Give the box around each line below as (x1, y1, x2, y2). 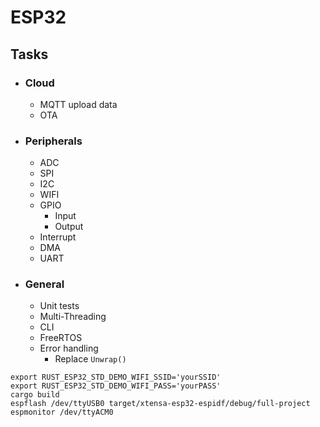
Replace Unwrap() (54, 353, 127, 365)
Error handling (39, 342, 99, 355)
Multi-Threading (39, 311, 107, 323)
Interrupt (39, 231, 77, 243)
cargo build (10, 390, 60, 400)
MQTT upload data (39, 98, 118, 110)
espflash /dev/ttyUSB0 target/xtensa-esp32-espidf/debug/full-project (10, 399, 311, 409)
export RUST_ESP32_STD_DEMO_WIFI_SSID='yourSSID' (10, 372, 222, 383)
